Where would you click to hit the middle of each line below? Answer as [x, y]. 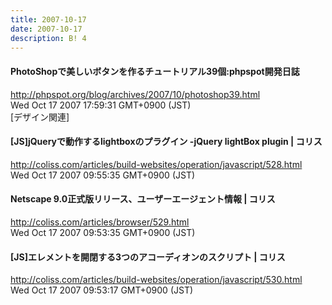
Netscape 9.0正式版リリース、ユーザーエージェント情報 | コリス [143, 199]
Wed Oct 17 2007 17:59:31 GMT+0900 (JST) [101, 105]
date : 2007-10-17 [46, 29]
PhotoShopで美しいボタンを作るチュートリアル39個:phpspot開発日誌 [155, 71]
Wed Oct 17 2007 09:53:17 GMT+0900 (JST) [102, 290]
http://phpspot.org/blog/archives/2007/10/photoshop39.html [135, 94]
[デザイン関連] [40, 117]
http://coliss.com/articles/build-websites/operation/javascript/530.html [156, 280]
